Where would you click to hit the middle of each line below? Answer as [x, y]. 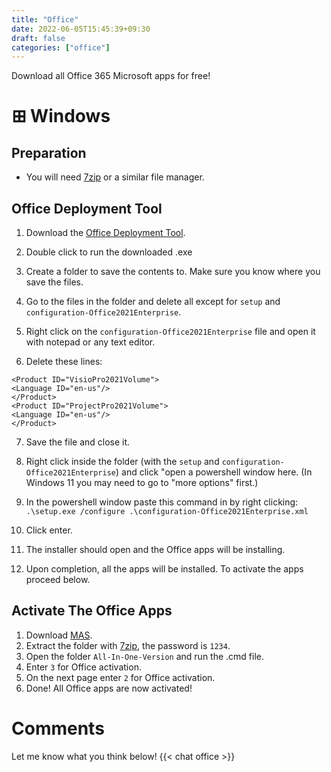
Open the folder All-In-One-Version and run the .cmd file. [145, 656]
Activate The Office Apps [92, 611]
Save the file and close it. [78, 442]
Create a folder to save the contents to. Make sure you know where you [173, 272]
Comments [58, 728]
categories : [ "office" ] [61, 47]
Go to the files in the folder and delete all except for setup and [153, 302]
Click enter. [49, 530]
